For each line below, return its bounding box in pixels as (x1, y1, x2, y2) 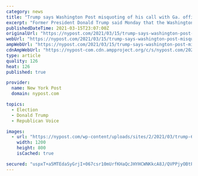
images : (6, 128, 25, 135)
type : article (6, 53, 41, 58)
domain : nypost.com (11, 91, 60, 97)
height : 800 (16, 145, 46, 151)
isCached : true (16, 151, 54, 157)
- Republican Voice (11, 118, 60, 124)
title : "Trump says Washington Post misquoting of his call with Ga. (6, 14, 181, 20)
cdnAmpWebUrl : (6, 47, 41, 53)
